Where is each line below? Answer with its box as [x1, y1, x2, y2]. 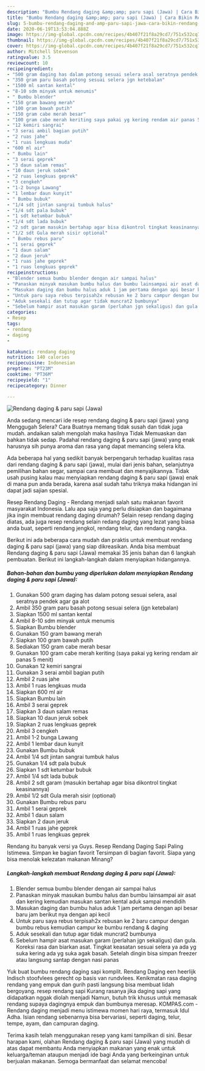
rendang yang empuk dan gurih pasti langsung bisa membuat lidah [7, 981, 175, 988]
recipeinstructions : [7, 269, 60, 276]
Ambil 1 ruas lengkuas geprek [15, 831, 90, 838]
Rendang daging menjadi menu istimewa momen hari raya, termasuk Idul [7, 1007, 189, 1014]
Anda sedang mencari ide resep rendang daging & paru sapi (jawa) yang [7, 416, 189, 424]
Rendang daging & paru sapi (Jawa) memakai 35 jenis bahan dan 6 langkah [7, 549, 196, 557]
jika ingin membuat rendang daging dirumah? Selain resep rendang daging [7, 511, 194, 519]
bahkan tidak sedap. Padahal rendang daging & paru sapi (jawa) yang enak [7, 436, 195, 443]
